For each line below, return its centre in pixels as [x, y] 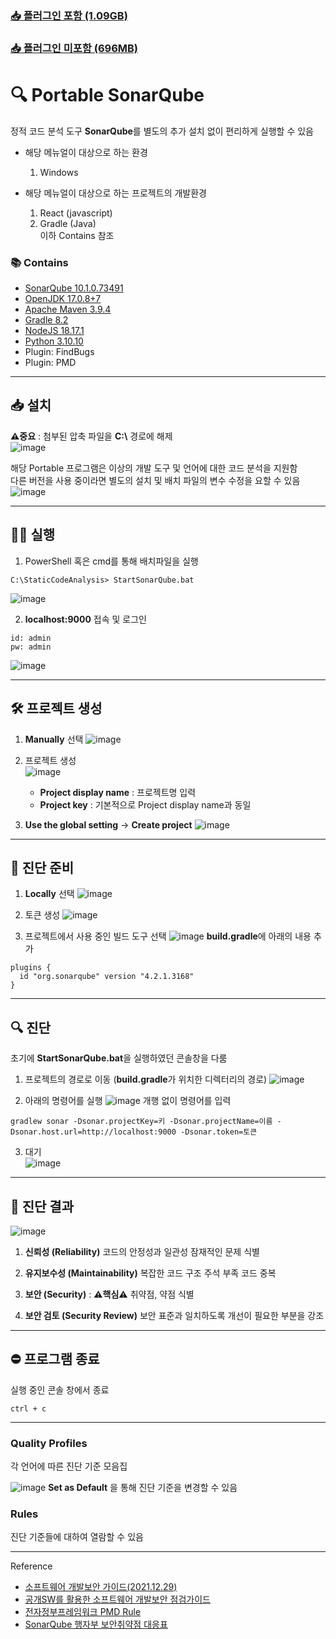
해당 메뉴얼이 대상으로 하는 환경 [86, 152]
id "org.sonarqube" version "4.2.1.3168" [107, 977]
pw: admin [31, 647]
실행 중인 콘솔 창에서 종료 [60, 1389]
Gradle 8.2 [46, 320]
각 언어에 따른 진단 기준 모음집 [69, 1466]
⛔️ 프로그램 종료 [55, 1359]
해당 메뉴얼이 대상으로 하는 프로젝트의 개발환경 [115, 193]
